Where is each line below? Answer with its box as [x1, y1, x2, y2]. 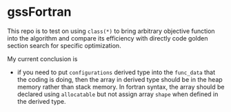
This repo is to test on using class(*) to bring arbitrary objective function [7, 27, 215, 35]
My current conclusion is [7, 54, 78, 63]
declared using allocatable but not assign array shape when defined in [17, 90, 219, 98]
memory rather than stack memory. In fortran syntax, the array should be [17, 82, 225, 91]
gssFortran [7, 4, 72, 20]
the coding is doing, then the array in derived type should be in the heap [17, 75, 223, 83]
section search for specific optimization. [7, 41, 122, 49]
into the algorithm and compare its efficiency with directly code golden [7, 34, 208, 42]
